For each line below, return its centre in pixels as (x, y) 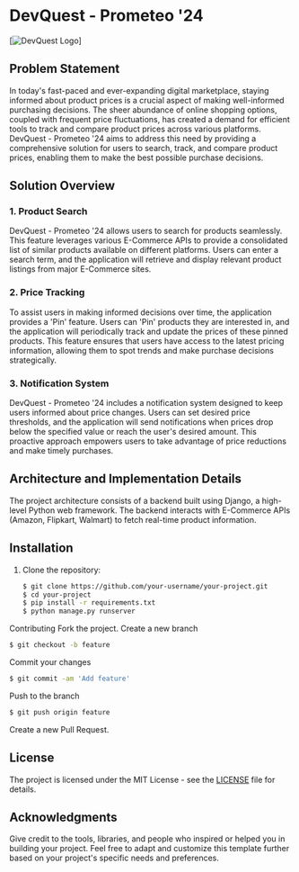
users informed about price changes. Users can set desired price (130, 413)
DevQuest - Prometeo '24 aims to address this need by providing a (133, 138)
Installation (41, 548)
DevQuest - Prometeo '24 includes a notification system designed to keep (146, 403)
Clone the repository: (62, 570)
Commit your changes (50, 662)
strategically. (33, 360)
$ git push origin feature (60, 712)
